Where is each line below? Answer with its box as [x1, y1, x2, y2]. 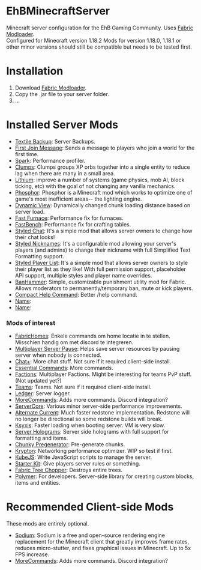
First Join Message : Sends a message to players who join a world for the [14, 144, 195, 151]
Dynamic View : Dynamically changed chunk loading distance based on [14, 201, 191, 208]
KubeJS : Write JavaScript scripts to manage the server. [14, 453, 152, 461]
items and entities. [14, 479, 61, 487]
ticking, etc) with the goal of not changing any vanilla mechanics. [14, 182, 176, 190]
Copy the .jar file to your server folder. [14, 90, 110, 97]
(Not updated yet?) [14, 377, 62, 384]
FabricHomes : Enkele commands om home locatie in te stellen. [14, 332, 171, 340]
